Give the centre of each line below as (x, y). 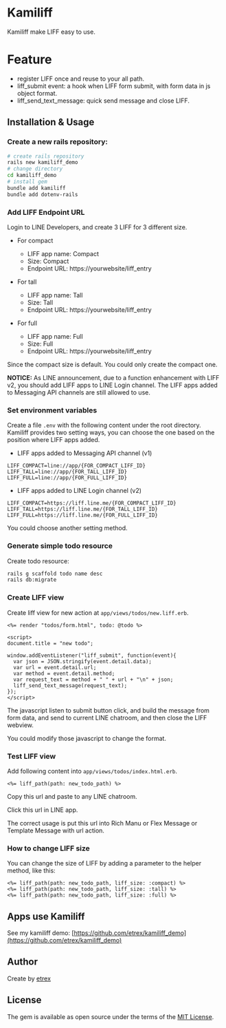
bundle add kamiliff (37, 188)
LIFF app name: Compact (63, 253)
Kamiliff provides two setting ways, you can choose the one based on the (111, 432)
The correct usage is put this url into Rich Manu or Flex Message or (102, 823)
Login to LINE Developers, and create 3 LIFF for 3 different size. (97, 227)
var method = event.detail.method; (64, 673)
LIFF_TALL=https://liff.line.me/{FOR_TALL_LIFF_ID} (82, 510)
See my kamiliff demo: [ (41, 933)
